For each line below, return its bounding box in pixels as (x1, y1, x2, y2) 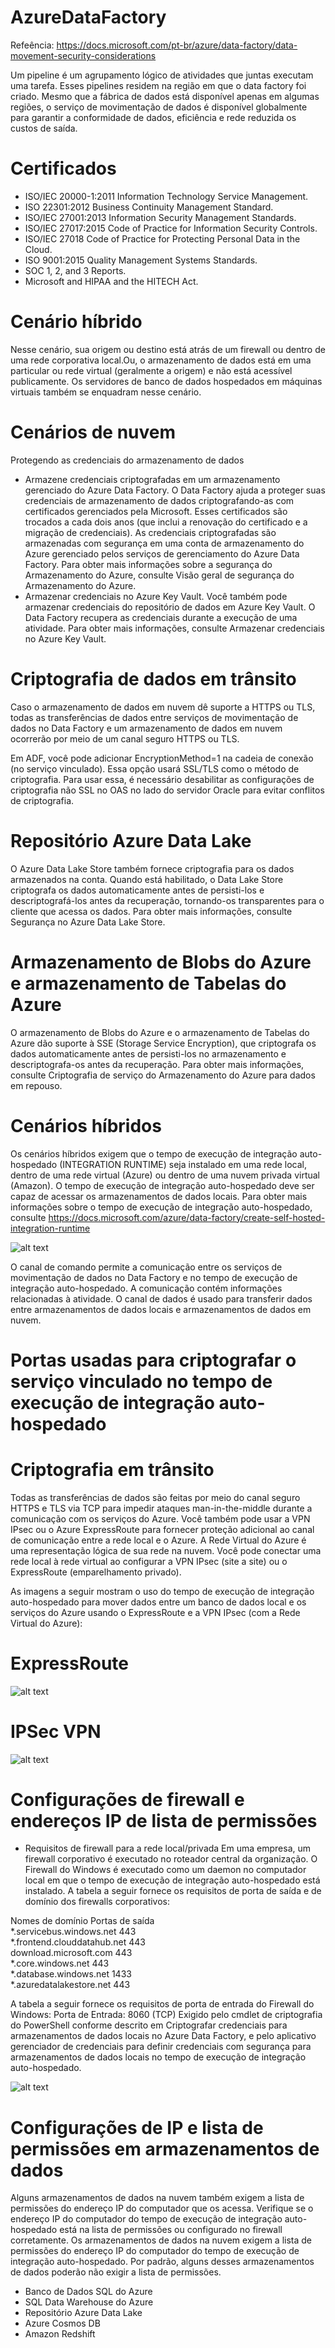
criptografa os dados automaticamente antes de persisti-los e (10, 884, 265, 896)
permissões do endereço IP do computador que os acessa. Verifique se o (10, 2202, 314, 2215)
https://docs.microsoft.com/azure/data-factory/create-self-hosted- (48, 1211, 326, 1223)
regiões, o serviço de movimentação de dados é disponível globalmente (10, 101, 308, 113)
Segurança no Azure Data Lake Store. (10, 916, 166, 928)
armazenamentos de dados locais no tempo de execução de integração (10, 2051, 307, 2063)
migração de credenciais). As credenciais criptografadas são (24, 526, 277, 538)
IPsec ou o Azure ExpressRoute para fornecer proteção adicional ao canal (10, 1523, 315, 1535)
